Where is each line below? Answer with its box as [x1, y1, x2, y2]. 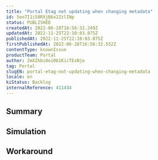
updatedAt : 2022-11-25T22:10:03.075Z [6, 30, 98, 36]
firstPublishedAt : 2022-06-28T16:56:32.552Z [6, 42, 116, 47]
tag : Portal [6, 63, 35, 69]
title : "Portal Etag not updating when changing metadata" [6, 8, 153, 15]
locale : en [6, 74, 33, 80]
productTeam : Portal [6, 52, 57, 58]
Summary [6, 107, 43, 117]
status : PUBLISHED [6, 19, 51, 25]
